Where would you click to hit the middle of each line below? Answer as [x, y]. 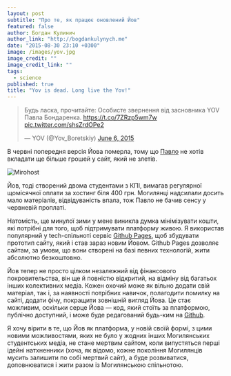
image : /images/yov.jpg [41, 52]
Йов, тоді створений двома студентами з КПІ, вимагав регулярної [104, 186]
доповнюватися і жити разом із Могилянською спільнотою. [96, 365]
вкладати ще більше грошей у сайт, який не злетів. [82, 159]
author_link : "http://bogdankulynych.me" [68, 39]
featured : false [30, 26]
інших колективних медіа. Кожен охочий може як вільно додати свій [109, 286]
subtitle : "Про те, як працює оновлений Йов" [73, 20]
